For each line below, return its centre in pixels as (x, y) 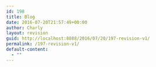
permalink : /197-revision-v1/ (43, 44)
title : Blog (20, 17)
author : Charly (25, 28)
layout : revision (27, 33)
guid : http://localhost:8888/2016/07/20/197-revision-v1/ (78, 38)
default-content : (27, 50)
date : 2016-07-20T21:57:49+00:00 (47, 22)
